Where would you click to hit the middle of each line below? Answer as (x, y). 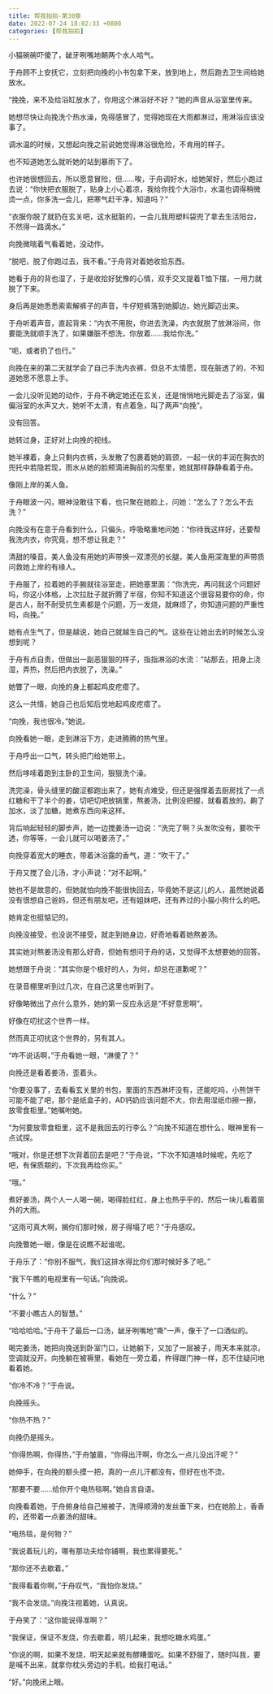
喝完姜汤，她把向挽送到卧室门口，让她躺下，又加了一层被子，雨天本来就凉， (136, 1348)
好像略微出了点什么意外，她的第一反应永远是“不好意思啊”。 (108, 1003)
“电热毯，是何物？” (40, 1534)
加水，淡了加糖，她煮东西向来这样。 (69, 811)
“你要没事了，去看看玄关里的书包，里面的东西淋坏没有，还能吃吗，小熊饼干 (135, 1090)
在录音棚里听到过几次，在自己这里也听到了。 (83, 986)
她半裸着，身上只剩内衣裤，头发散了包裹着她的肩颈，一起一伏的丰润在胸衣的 (136, 457)
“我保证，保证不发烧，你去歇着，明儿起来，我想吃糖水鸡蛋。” (110, 1637)
